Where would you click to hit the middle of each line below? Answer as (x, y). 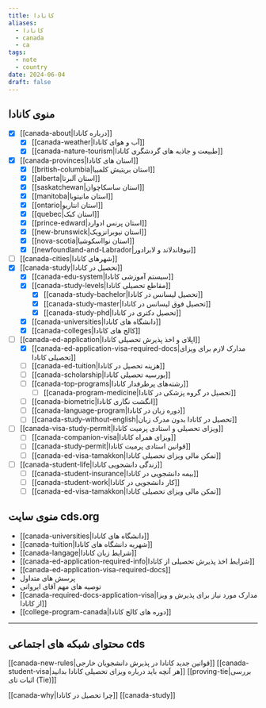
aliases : (23, 23)
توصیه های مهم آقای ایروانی (60, 586)
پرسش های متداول (47, 578)
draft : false (30, 82)
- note (26, 60)
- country (31, 67)
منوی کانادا (32, 114)
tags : (17, 52)
